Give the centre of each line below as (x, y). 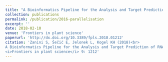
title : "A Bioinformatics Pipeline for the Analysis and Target (73, 10)
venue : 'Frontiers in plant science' (44, 33)
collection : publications (32, 14)
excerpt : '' (17, 24)
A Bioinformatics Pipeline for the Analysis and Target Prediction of (80, 47)
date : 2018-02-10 (23, 28)
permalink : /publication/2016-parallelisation (54, 19)
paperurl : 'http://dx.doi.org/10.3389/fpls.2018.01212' (64, 38)
